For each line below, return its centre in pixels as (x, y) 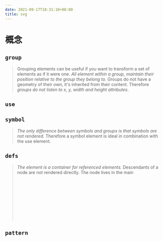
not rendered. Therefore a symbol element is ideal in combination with (88, 136)
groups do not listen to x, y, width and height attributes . (73, 89)
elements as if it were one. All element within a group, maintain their (85, 74)
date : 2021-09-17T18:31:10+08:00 (39, 10)
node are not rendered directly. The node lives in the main (75, 172)
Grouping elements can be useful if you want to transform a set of (83, 68)
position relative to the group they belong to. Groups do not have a (84, 79)
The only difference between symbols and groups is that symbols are (87, 131)
